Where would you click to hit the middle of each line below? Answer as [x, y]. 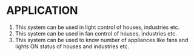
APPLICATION [42, 11]
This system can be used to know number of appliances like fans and [102, 40]
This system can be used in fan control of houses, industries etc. [96, 33]
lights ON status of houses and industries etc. [72, 46]
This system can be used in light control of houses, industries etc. [97, 27]
